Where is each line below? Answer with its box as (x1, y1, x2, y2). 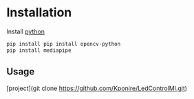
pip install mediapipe (6, 46, 72, 54)
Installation (6, 5, 72, 20)
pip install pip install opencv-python (6, 40, 121, 47)
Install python (6, 27, 45, 36)
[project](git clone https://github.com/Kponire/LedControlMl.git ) (6, 84, 187, 92)
